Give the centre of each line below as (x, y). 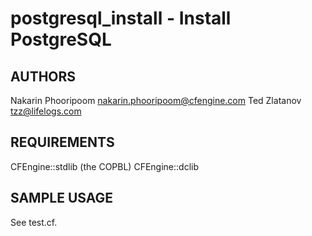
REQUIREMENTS (62, 142)
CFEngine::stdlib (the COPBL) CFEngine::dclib (104, 166)
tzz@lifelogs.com (46, 111)
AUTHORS (43, 76)
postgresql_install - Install (121, 18)
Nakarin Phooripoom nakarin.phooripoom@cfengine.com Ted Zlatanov (156, 100)
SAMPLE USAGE (62, 198)
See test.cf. (34, 222)
